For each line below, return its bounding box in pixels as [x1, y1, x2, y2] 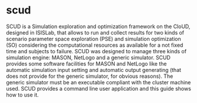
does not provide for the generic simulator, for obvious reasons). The [6, 73, 173, 80]
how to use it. [6, 91, 39, 98]
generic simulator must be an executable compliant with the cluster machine [6, 78, 191, 85]
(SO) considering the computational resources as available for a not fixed [6, 42, 183, 49]
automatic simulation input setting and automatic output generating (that [6, 66, 181, 73]
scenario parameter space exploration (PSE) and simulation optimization [6, 35, 181, 42]
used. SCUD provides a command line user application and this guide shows [6, 85, 191, 92]
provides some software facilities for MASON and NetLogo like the [6, 60, 167, 67]
